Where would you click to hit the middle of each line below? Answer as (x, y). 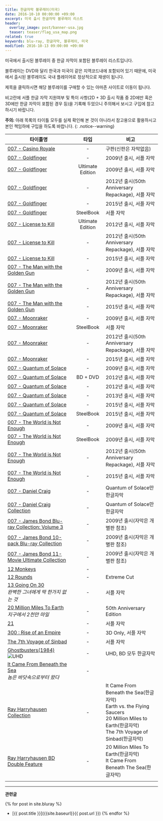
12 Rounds (20, 577)
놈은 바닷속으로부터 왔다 (33, 677)
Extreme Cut (120, 577)
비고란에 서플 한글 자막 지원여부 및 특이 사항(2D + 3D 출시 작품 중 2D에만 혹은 (79, 98)
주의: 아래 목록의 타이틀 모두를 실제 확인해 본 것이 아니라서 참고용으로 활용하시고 (81, 120)
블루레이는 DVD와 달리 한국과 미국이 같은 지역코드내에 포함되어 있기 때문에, (76, 71)
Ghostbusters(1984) (31, 650)
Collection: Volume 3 (40, 527)
